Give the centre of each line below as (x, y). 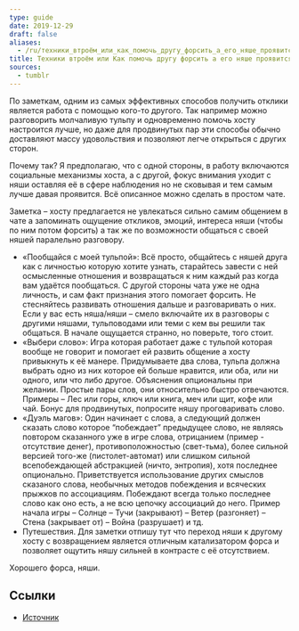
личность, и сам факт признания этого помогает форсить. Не (139, 294)
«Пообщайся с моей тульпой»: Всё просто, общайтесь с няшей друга (154, 257)
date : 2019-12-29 (41, 26)
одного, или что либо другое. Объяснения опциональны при (137, 380)
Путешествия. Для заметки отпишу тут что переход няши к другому (152, 531)
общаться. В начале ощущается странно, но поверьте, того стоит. (148, 332)
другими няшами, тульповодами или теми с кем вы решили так (143, 323)
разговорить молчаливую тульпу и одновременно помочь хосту (133, 119)
